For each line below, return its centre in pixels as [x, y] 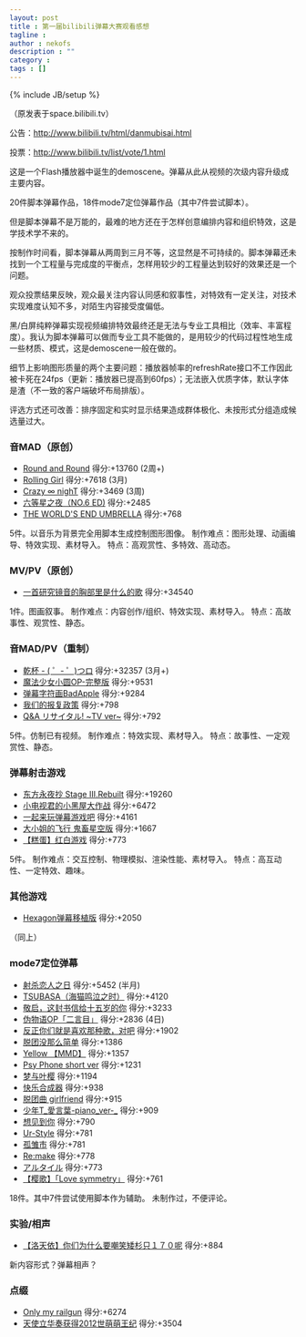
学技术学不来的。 [41, 232]
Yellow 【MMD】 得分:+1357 [76, 1053]
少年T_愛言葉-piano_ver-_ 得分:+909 [91, 1110]
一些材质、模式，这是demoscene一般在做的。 [96, 348]
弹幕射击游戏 [38, 773]
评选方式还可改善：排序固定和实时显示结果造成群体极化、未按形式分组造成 [149, 409]
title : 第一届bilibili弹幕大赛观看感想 [80, 26]
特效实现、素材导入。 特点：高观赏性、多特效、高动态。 [130, 545]
